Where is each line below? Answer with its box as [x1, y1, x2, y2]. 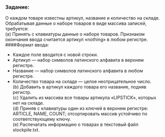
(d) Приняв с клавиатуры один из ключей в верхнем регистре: [12, 105, 148, 112]
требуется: [5, 26, 29, 32]
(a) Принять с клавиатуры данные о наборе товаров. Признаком [5, 31, 145, 37]
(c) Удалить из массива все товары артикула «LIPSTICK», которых [12, 95, 156, 101]
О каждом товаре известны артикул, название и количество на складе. [5, 15, 160, 21]
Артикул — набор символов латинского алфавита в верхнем [12, 57, 144, 63]
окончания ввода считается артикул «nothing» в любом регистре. [5, 36, 148, 42]
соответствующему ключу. [12, 116, 72, 122]
